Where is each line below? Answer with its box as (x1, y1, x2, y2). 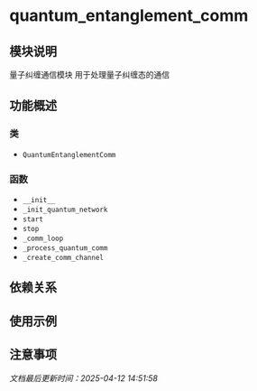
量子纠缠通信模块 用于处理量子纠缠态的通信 (9, 70, 170, 79)
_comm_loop (22, 234, 64, 243)
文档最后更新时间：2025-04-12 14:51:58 (9, 372, 158, 384)
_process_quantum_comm (22, 243, 108, 253)
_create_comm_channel (22, 253, 104, 262)
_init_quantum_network (22, 205, 108, 214)
